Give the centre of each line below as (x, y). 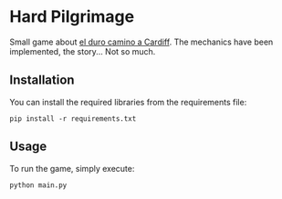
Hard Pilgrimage (72, 17)
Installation (42, 80)
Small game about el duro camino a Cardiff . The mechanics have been (141, 42)
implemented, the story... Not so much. (83, 51)
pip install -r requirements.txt (73, 119)
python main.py (38, 185)
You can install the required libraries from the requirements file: (128, 102)
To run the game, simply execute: (72, 168)
